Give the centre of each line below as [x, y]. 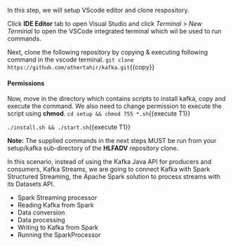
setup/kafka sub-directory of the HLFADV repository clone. [93, 148]
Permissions [26, 83]
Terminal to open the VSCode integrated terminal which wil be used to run [114, 31]
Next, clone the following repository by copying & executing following [108, 52]
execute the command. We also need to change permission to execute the [115, 106]
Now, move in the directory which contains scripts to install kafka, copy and [116, 99]
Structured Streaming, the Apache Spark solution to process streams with [114, 177]
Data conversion [41, 212]
